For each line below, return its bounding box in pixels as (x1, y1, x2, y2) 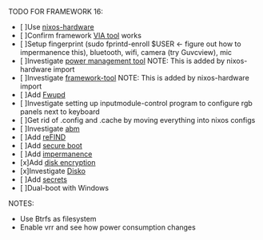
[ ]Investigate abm (19, 124, 80, 133)
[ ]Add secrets (19, 175, 68, 184)
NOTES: (8, 199, 34, 208)
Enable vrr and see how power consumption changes (19, 222, 196, 232)
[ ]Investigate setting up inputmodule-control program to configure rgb (19, 99, 253, 108)
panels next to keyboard (19, 107, 100, 116)
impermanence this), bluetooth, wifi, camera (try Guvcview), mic (19, 48, 233, 57)
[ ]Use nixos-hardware (19, 22, 94, 31)
